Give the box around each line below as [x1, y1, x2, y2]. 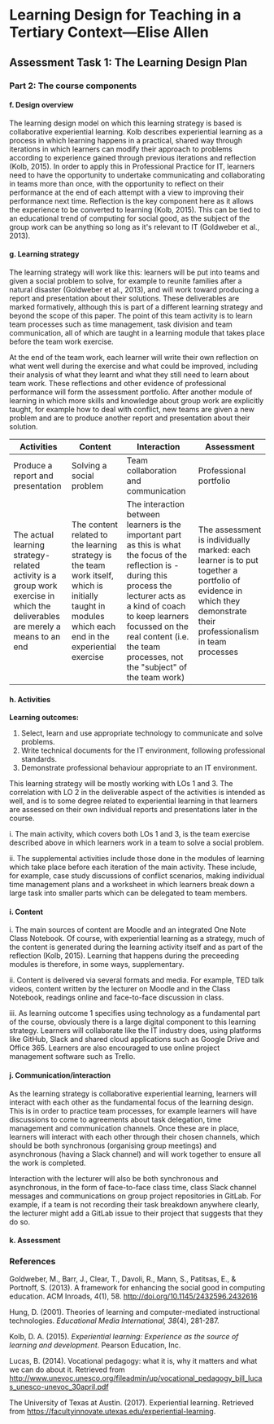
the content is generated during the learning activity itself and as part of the [9, 943, 263, 952]
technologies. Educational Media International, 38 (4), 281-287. [9, 1316, 220, 1325]
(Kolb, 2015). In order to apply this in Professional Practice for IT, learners [9, 161, 255, 171]
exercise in [13, 590, 55, 601]
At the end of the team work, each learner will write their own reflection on [9, 352, 259, 362]
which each [71, 621, 116, 632]
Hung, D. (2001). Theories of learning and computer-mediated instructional [9, 1308, 260, 1317]
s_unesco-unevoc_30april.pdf [9, 1382, 109, 1392]
